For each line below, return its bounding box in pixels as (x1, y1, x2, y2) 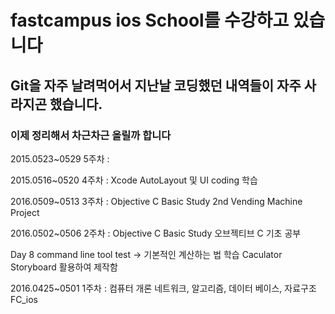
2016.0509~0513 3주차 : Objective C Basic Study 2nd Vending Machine (10, 195, 303, 207)
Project (10, 206, 40, 218)
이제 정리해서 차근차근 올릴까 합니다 (10, 128, 172, 142)
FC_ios (10, 293, 38, 305)
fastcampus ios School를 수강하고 (10, 9, 290, 32)
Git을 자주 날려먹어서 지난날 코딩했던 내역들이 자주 (10, 77, 302, 94)
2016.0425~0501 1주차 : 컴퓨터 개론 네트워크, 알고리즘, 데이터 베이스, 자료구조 (10, 282, 317, 294)
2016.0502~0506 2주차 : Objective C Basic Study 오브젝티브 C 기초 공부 (10, 227, 302, 239)
